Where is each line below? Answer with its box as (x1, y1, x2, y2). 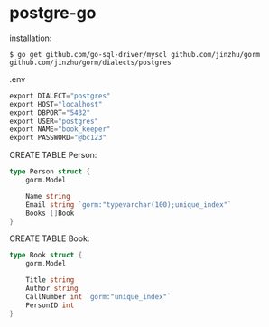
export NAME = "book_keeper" (9, 125, 111, 134)
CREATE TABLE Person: (9, 150, 97, 161)
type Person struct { (9, 167, 91, 176)
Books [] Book (25, 209, 75, 218)
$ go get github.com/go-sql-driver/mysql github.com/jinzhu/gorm (9, 50, 260, 59)
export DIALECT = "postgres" (9, 91, 111, 100)
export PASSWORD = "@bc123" (9, 134, 107, 143)
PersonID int (25, 301, 75, 310)
